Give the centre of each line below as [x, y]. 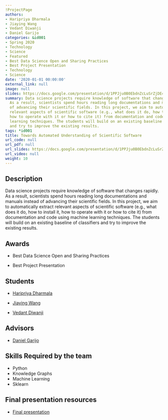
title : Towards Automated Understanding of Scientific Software [73, 135]
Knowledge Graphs [32, 373]
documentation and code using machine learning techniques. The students [82, 217]
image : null [17, 89]
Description [24, 179]
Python [20, 368]
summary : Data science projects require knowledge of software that [78, 98]
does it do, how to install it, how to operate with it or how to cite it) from [79, 212]
